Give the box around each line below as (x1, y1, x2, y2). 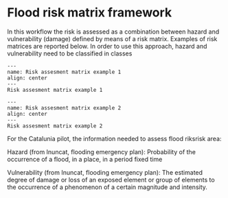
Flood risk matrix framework (7, 5, 172, 21)
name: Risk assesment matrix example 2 (7, 104, 122, 111)
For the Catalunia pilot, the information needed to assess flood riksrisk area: (7, 134, 222, 143)
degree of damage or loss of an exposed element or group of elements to (7, 175, 215, 184)
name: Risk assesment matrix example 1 (7, 69, 122, 75)
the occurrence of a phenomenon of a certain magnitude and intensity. (7, 183, 208, 191)
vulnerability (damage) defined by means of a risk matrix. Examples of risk (7, 34, 218, 42)
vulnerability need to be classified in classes (7, 49, 133, 58)
